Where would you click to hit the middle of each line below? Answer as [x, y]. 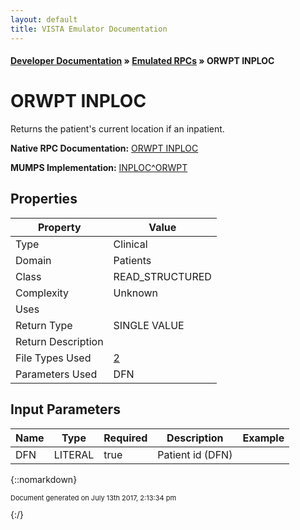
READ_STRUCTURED [162, 276]
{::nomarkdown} [44, 479]
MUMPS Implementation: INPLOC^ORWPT [99, 168]
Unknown [136, 293]
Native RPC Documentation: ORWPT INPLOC [104, 148]
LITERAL [74, 454]
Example [263, 438]
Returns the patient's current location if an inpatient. [117, 129]
